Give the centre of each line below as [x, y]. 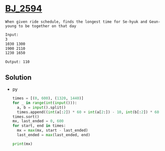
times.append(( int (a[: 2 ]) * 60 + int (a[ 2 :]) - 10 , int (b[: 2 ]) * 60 [88, 112]
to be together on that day [47, 26]
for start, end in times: [39, 126]
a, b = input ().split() [41, 107]
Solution [18, 77]
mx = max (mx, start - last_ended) [53, 131]
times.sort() [26, 116]
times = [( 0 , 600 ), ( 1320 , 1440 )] [48, 98]
